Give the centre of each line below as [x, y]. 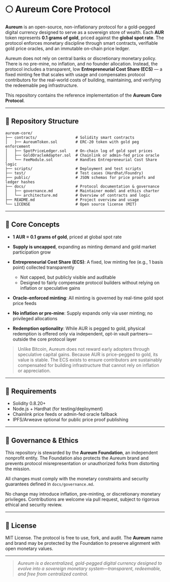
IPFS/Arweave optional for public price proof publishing [70, 420]
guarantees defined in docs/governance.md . [50, 484]
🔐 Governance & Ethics [42, 440]
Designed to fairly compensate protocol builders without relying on [90, 283]
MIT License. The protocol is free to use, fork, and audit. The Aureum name [84, 538]
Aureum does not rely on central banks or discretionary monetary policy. [81, 58]
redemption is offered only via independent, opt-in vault [71, 333]
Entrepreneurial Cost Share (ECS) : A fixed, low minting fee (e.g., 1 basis [88, 262]
